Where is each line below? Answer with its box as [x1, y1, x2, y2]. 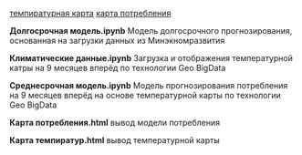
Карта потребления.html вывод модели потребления [9, 118, 221, 128]
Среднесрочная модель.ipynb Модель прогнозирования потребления [9, 80, 288, 90]
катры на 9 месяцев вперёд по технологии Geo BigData [9, 63, 226, 73]
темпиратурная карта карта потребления [9, 8, 172, 18]
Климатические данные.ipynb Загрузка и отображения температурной [9, 53, 294, 63]
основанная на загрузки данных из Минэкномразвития [9, 36, 225, 46]
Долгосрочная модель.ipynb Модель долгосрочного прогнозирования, [9, 26, 293, 36]
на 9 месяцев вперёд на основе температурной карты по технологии [9, 90, 281, 100]
